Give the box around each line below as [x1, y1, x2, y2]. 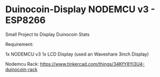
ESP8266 [5, 14, 46, 26]
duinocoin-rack [5, 66, 38, 72]
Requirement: [5, 41, 34, 47]
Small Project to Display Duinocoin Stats [5, 31, 90, 37]
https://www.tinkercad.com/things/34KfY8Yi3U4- [40, 61, 145, 67]
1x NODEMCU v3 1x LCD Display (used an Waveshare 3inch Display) [5, 51, 149, 57]
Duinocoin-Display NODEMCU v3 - [5, 4, 155, 15]
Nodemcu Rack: [5, 61, 39, 67]
